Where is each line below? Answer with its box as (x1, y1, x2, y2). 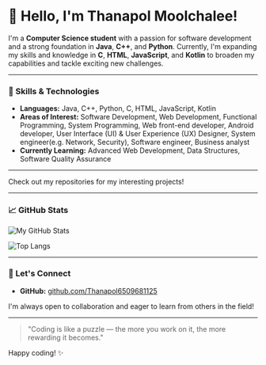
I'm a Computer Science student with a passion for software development (8, 33, 252, 43)
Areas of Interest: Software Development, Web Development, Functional (19, 112, 257, 122)
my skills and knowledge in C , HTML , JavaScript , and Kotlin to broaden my (8, 50, 255, 59)
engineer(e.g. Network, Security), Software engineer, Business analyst (19, 138, 250, 147)
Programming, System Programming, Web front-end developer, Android (19, 120, 254, 130)
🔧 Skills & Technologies (8, 86, 100, 97)
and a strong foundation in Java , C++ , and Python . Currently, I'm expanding (8, 41, 257, 51)
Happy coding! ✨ (8, 348, 64, 357)
